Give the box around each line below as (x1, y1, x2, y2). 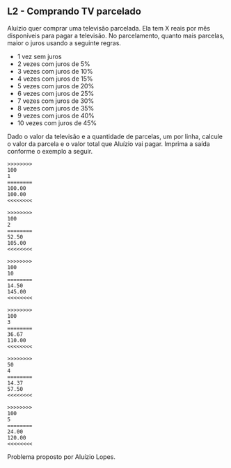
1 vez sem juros (17, 52, 62, 60)
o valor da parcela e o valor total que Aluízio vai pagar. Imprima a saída (7, 139, 210, 148)
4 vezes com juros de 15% (17, 74, 93, 83)
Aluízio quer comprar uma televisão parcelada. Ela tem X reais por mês (7, 24, 211, 32)
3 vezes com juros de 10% (17, 67, 93, 75)
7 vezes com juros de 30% (17, 97, 95, 105)
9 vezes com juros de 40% (17, 111, 95, 120)
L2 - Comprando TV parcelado (7, 6, 141, 17)
